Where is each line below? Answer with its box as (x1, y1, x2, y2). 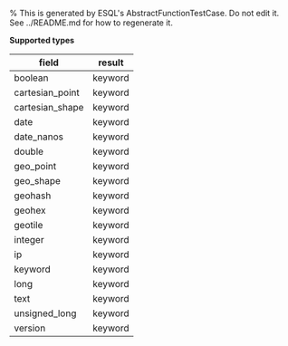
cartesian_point (14, 86, 80, 99)
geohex (14, 204, 46, 216)
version (14, 322, 46, 334)
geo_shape (14, 175, 62, 187)
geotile (14, 219, 43, 231)
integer (14, 234, 44, 245)
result (98, 56, 124, 69)
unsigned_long (14, 307, 77, 320)
